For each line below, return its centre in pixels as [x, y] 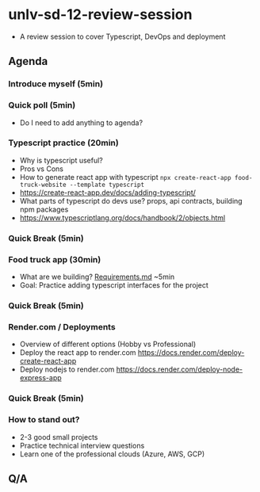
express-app [40, 378]
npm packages [44, 209]
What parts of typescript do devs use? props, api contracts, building [131, 200]
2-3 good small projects [59, 437]
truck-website [43, 185]
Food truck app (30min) [55, 259]
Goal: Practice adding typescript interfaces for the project [114, 285]
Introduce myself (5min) [56, 84]
